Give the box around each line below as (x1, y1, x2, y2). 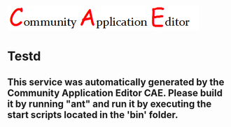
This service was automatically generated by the (7, 76, 225, 88)
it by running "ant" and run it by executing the (7, 98, 212, 110)
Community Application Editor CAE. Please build (7, 87, 223, 99)
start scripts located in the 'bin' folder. (7, 109, 178, 121)
